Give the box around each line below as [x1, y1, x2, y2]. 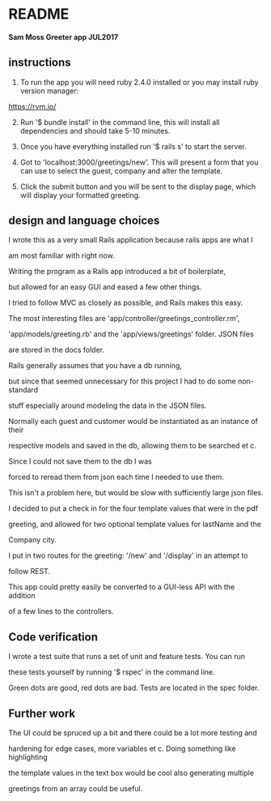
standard [8, 385, 39, 395]
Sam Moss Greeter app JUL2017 [8, 32, 119, 41]
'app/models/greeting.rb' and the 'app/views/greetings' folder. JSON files [8, 329, 254, 339]
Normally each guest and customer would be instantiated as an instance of [8, 417, 259, 426]
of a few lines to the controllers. [8, 606, 114, 616]
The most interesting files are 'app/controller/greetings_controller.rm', [8, 314, 240, 323]
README [8, 5, 70, 24]
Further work [8, 706, 76, 720]
